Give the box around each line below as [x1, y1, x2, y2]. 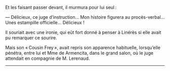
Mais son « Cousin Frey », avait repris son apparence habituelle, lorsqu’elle [5, 45, 161, 50]
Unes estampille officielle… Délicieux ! [5, 20, 84, 25]
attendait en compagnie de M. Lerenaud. [5, 55, 90, 61]
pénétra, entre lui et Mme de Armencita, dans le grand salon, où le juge [5, 50, 153, 56]
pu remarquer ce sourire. [5, 35, 57, 41]
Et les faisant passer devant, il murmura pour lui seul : [5, 5, 117, 10]
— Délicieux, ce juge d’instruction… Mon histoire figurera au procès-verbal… [5, 14, 165, 20]
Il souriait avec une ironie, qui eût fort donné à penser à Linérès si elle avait [5, 29, 161, 35]
